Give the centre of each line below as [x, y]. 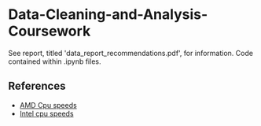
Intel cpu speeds [46, 113]
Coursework [50, 31]
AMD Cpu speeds [48, 105]
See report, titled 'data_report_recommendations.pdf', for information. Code [131, 53]
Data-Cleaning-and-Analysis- [108, 15]
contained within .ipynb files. [55, 61]
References [37, 86]
